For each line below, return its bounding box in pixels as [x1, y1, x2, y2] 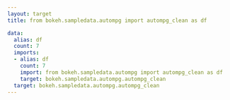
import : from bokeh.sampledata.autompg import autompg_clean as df [20, 68, 223, 76]
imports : [13, 49, 40, 56]
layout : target [7, 10, 52, 18]
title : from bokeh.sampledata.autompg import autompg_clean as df [7, 17, 207, 24]
